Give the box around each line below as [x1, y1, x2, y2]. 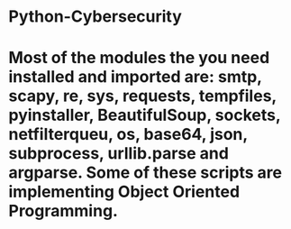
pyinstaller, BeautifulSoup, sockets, [8, 105, 281, 125]
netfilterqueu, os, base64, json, [8, 124, 249, 145]
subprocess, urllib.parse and [8, 143, 229, 164]
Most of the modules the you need [8, 48, 270, 69]
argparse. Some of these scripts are [8, 162, 283, 183]
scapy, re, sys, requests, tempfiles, [8, 86, 277, 106]
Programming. [8, 201, 119, 222]
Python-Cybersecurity [8, 6, 182, 27]
